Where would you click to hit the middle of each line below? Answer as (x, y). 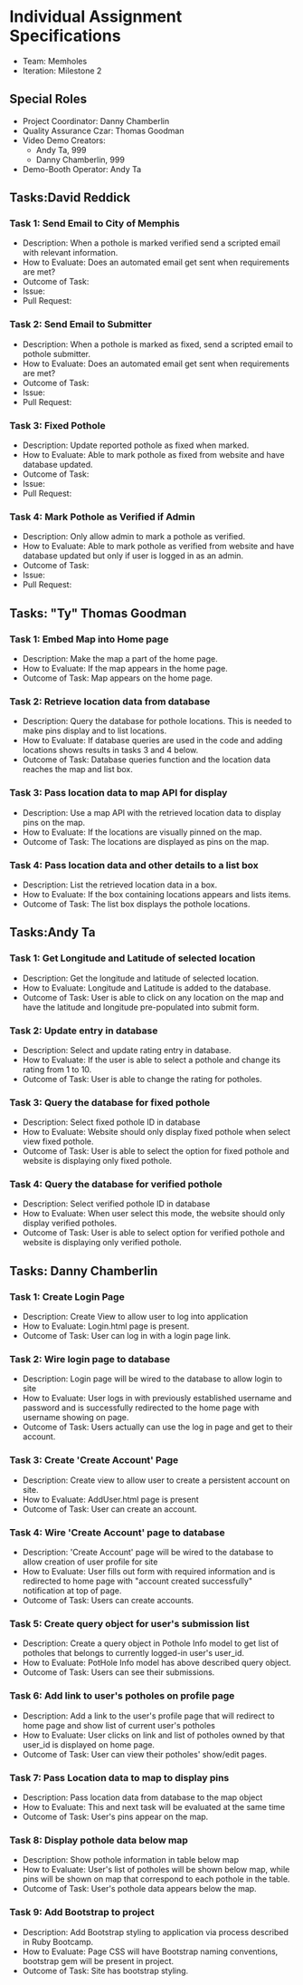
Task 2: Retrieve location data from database (110, 702)
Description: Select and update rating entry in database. (127, 1050)
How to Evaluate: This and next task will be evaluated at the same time (154, 1806)
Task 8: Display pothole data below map (99, 1840)
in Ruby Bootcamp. (58, 1941)
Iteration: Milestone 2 (62, 71)
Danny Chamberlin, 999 (80, 160)
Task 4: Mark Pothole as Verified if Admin (103, 517)
